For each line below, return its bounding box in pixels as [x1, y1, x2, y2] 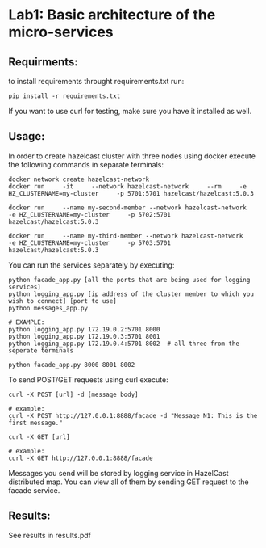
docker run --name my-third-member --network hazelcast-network [8, 232, 243, 240]
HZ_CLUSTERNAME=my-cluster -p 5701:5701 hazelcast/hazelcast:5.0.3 [8, 189, 254, 197]
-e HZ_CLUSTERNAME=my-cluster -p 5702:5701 [8, 210, 172, 219]
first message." [8, 419, 63, 427]
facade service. [8, 485, 60, 495]
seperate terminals [8, 346, 74, 355]
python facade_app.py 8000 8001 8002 [8, 360, 135, 369]
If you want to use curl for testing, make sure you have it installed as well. [8, 107, 252, 116]
